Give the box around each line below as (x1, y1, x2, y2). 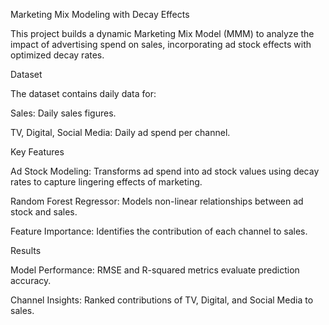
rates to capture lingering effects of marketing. (10, 176, 203, 188)
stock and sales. (10, 206, 78, 218)
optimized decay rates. (10, 49, 105, 61)
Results (10, 245, 42, 256)
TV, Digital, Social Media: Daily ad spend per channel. (10, 127, 231, 138)
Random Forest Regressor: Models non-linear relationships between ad (10, 195, 304, 207)
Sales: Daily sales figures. (10, 107, 117, 119)
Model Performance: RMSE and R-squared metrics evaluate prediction (10, 264, 300, 276)
